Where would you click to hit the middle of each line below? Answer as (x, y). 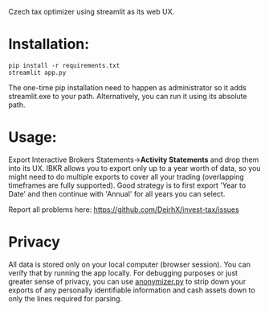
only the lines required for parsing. (65, 298)
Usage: (33, 137)
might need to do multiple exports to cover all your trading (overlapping (126, 176)
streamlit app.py (37, 73)
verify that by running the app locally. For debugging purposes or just (123, 272)
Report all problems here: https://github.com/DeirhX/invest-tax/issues (124, 209)
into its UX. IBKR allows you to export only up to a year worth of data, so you (134, 168)
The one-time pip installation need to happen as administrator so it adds (127, 87)
